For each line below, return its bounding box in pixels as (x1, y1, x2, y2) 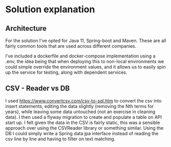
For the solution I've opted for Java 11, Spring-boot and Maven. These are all (5, 37, 166, 44)
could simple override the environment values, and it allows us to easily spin (5, 64, 166, 70)
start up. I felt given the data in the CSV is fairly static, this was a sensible (5, 119, 160, 125)
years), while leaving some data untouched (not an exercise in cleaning (5, 109, 156, 115)
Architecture (5, 24, 47, 33)
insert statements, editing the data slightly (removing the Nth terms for (5, 103, 154, 109)
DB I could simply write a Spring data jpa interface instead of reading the (5, 130, 159, 136)
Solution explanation (5, 4, 95, 15)
